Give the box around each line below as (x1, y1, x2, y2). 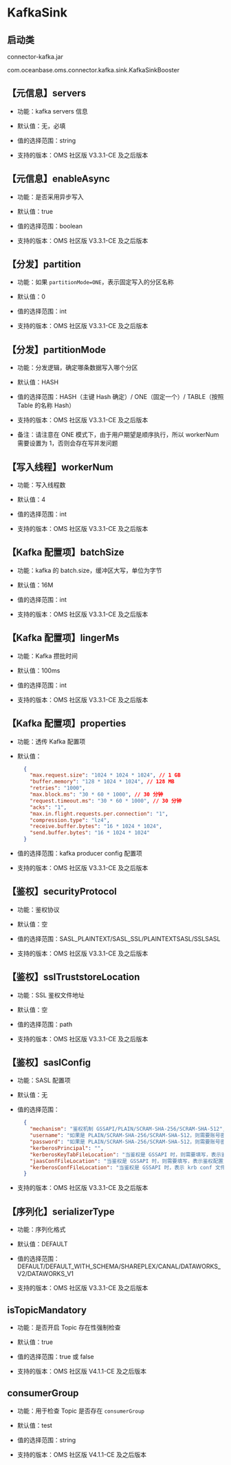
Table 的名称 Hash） (16, 401, 76, 410)
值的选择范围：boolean (16, 221, 82, 230)
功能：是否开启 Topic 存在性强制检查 (16, 1323, 121, 1332)
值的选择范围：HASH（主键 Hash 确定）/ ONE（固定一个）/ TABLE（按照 (16, 393, 224, 401)
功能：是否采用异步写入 (16, 193, 84, 201)
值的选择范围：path (16, 1020, 73, 1028)
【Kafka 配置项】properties (7, 717, 126, 730)
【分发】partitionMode (7, 344, 107, 356)
